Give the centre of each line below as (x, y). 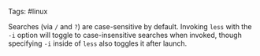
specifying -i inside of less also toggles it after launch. (98, 43)
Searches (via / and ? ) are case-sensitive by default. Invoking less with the (130, 26)
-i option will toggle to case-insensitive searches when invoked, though (125, 35)
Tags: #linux (28, 11)
